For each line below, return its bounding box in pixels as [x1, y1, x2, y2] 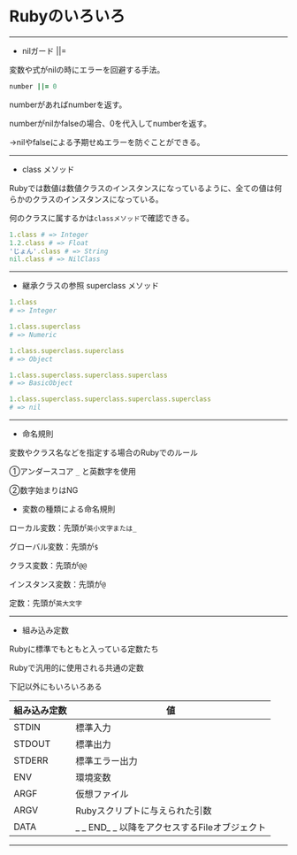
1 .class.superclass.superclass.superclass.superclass [9, 395, 212, 404]
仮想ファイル [75, 788, 130, 800]
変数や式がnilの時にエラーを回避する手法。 [9, 64, 165, 74]
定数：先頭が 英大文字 [9, 597, 82, 609]
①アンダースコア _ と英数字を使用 [9, 466, 137, 477]
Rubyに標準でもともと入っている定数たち [9, 643, 159, 654]
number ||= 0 [9, 81, 57, 91]
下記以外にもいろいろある [9, 682, 103, 692]
